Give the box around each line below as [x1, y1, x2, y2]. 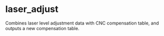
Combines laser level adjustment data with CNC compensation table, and [5, 20, 159, 26]
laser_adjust [5, 3, 59, 15]
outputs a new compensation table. [5, 25, 80, 31]
